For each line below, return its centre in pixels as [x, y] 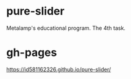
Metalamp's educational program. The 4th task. [66, 28]
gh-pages [32, 53]
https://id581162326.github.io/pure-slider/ [59, 69]
